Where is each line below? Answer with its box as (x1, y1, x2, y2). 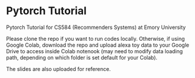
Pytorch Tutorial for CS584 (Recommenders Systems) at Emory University (6, 24, 186, 31)
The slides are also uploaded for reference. (6, 65, 111, 72)
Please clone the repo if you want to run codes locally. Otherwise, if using (6, 35, 185, 42)
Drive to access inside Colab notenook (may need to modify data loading (6, 47, 183, 54)
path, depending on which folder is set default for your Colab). (6, 54, 158, 61)
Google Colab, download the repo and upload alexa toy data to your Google (6, 41, 190, 48)
